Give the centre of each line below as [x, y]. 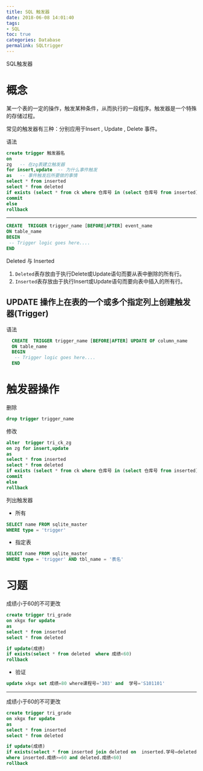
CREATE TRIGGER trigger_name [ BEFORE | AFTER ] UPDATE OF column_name [100, 341]
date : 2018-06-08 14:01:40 [40, 18]
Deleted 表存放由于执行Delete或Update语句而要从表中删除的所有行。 [100, 274]
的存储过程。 [22, 116]
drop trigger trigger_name [40, 419]
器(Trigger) [27, 313]
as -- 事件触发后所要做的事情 [42, 176]
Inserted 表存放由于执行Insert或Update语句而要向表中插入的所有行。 [100, 281]
